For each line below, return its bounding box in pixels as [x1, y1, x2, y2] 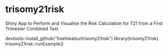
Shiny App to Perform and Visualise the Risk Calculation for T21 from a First [5, 20, 163, 26]
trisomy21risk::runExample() [5, 40, 64, 46]
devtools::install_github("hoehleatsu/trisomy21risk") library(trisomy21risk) [5, 35, 159, 41]
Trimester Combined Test [5, 25, 58, 31]
